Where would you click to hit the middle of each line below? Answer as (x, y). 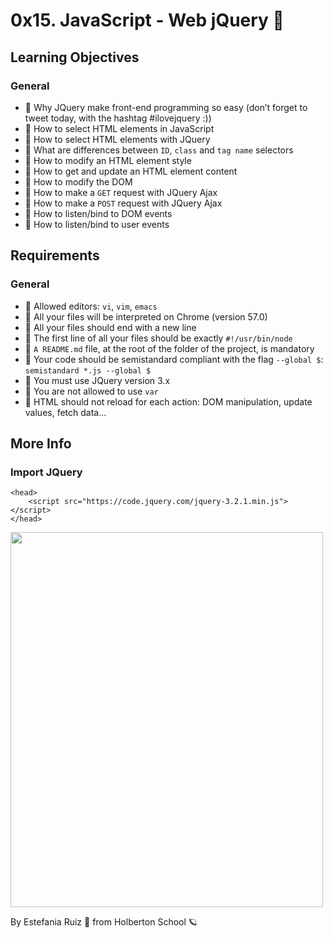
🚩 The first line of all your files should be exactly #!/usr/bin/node (158, 338)
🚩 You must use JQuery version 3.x (97, 380)
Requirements (55, 255)
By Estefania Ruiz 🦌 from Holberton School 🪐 (104, 922)
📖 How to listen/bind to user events (97, 224)
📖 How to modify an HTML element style (108, 160)
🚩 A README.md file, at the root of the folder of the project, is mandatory (169, 348)
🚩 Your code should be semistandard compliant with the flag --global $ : (174, 359)
